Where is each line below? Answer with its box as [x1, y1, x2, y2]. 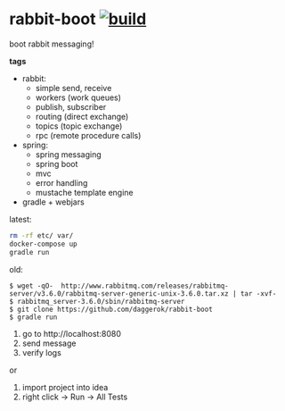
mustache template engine [35, 187, 134, 197]
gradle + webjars [21, 197, 85, 207]
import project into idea [21, 382, 109, 392]
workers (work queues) [35, 92, 122, 103]
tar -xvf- [240, 289, 277, 298]
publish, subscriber [35, 101, 107, 112]
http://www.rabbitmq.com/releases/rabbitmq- [61, 281, 229, 290]
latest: [9, 214, 32, 224]
